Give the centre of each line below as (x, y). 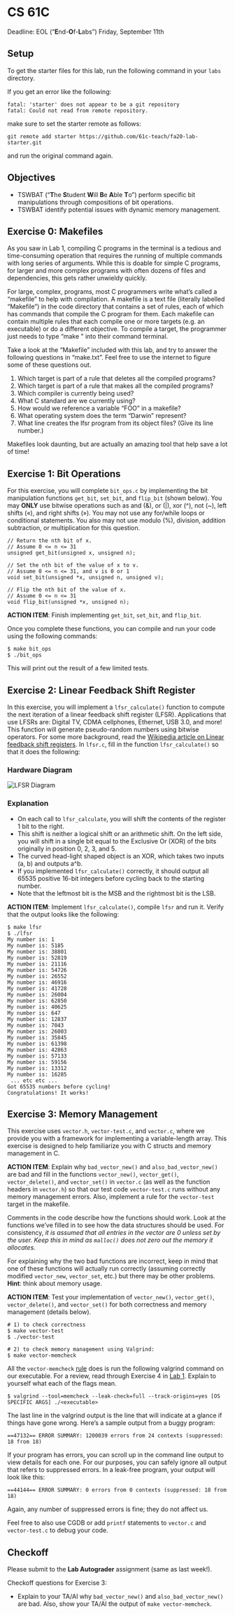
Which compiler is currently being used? (76, 393)
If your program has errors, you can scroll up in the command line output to (115, 1455)
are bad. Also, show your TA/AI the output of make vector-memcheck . (114, 1604)
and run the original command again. (60, 156)
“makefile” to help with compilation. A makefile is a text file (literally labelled (116, 299)
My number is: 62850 (37, 1001)
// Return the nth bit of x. (50, 541)
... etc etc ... (34, 1081)
